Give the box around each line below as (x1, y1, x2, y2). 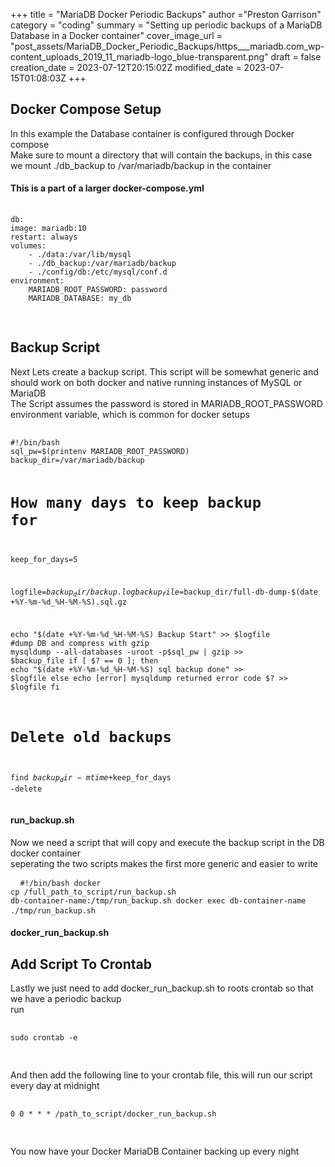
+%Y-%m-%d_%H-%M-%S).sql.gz (10, 597, 128, 608)
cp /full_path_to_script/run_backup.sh (10, 887, 177, 897)
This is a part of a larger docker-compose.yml (10, 182, 205, 194)
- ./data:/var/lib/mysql (28, 250, 132, 260)
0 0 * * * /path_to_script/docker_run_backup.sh (10, 1109, 217, 1119)
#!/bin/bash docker (19, 878, 102, 888)
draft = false (270, 51, 322, 63)
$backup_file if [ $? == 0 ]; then (10, 655, 159, 666)
